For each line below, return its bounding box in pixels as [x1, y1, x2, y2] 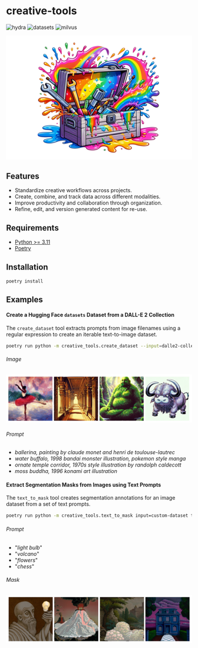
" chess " [14, 563, 34, 570]
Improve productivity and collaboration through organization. [14, 199, 163, 206]
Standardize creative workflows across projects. [14, 187, 133, 194]
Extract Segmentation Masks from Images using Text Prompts [6, 481, 161, 488]
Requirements [6, 223, 59, 233]
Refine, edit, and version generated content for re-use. [14, 206, 147, 213]
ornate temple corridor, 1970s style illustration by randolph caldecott [14, 461, 181, 468]
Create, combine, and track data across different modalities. [14, 193, 161, 200]
